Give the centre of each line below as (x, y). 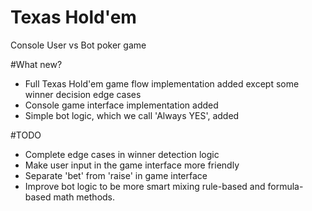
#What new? (36, 64)
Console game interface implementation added (121, 105)
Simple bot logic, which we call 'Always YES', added (132, 115)
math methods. (84, 197)
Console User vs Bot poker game (78, 45)
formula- (285, 186)
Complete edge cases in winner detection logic (122, 154)
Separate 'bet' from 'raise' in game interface (116, 175)
